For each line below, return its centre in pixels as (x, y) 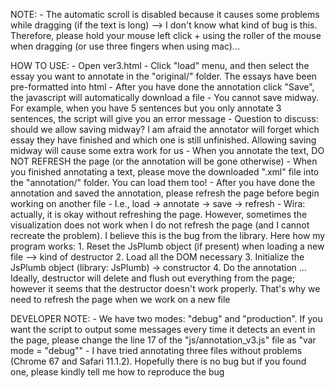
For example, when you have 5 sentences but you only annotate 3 (146, 108)
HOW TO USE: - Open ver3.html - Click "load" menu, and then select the (160, 65)
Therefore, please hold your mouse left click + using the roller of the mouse (166, 35)
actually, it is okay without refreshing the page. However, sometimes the (159, 214)
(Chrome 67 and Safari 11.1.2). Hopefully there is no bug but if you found (158, 361)
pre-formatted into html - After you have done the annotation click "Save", (162, 87)
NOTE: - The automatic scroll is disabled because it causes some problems (165, 14)
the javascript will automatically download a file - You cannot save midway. (165, 97)
